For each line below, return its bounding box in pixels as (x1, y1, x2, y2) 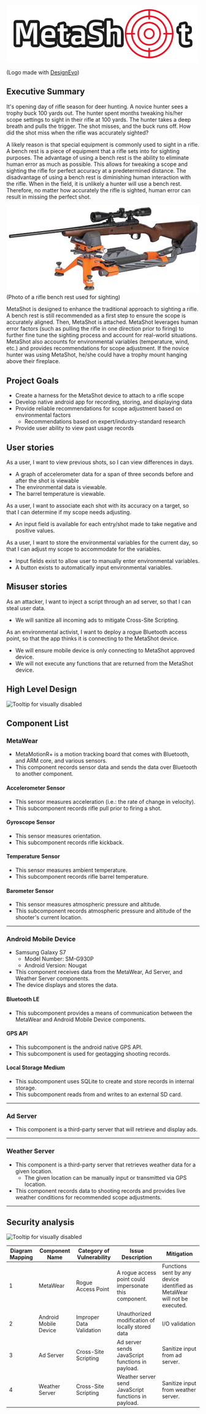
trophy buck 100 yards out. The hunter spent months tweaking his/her (6, 109, 183, 117)
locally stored (116, 1323, 151, 1330)
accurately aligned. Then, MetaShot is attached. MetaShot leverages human (6, 318, 198, 326)
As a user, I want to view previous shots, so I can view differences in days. (6, 458, 194, 466)
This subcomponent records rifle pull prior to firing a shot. (15, 804, 162, 812)
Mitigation (166, 1250, 193, 1258)
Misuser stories (6, 581, 67, 592)
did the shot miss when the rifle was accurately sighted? (6, 128, 149, 136)
